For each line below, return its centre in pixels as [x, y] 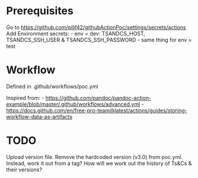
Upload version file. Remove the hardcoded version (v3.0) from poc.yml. [94, 157]
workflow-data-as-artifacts [39, 116]
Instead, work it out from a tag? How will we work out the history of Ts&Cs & [99, 163]
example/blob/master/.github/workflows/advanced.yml [73, 104]
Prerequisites [40, 11]
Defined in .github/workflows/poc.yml [52, 86]
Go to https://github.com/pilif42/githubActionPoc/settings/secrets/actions [96, 27]
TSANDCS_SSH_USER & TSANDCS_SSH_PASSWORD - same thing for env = [99, 40]
